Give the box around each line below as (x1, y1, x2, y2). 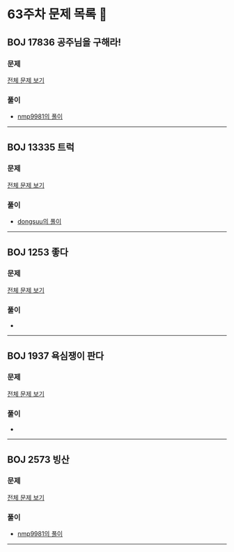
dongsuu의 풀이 (17, 217, 62, 226)
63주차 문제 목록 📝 (7, 6, 108, 22)
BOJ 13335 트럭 (7, 141, 75, 153)
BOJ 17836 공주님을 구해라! (7, 36, 122, 48)
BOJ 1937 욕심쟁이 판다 (7, 350, 104, 362)
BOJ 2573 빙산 (7, 454, 70, 466)
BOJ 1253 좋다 (7, 246, 68, 258)
